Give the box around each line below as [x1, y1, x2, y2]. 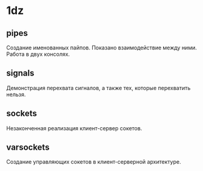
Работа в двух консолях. [6, 51, 70, 58]
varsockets [6, 142, 50, 153]
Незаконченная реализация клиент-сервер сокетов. [6, 124, 142, 131]
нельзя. [6, 91, 26, 98]
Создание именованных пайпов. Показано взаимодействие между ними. [6, 44, 197, 51]
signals [6, 68, 35, 79]
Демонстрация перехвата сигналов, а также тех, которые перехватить [6, 84, 191, 91]
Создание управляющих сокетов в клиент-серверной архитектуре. [6, 158, 181, 166]
